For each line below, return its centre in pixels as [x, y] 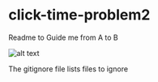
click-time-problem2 [79, 15]
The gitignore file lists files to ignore [68, 69]
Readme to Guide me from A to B [64, 37]
